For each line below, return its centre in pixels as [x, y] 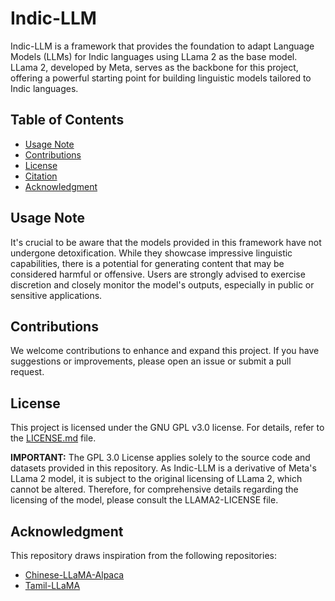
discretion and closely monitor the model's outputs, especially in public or [162, 284]
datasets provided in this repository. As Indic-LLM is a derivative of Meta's [163, 468]
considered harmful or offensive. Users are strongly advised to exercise [158, 274]
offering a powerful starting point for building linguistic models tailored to [161, 78]
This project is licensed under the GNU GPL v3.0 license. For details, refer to [167, 428]
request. [27, 372]
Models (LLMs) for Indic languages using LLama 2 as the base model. [154, 56]
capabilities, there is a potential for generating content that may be [147, 263]
